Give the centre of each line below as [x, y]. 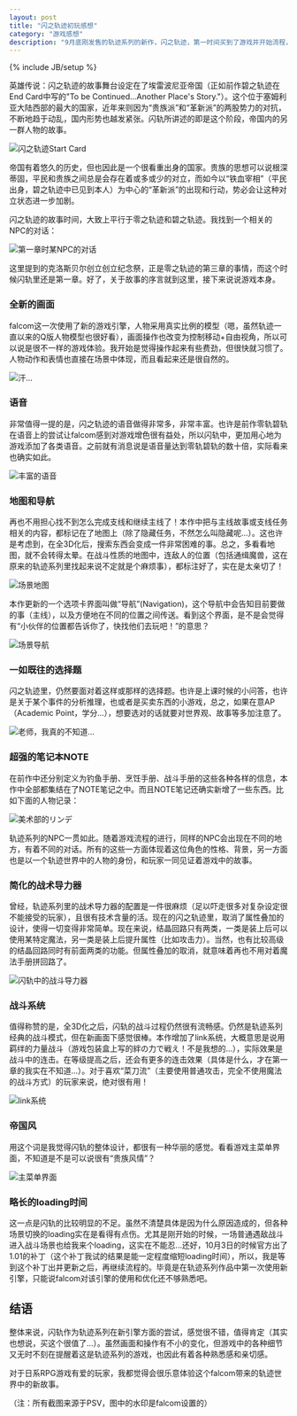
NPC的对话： [33, 230]
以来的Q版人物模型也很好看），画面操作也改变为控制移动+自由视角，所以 [148, 337]
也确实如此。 [32, 456]
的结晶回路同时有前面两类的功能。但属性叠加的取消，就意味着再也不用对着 [145, 951]
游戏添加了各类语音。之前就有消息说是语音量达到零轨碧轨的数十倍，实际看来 [148, 446]
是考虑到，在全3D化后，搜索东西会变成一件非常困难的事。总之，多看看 [138, 544]
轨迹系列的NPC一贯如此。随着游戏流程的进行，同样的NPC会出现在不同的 [142, 837]
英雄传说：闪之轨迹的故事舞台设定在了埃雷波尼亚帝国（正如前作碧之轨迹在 [145, 86]
